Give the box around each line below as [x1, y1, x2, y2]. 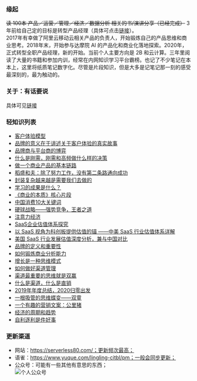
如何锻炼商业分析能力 [14, 250, 66, 257]
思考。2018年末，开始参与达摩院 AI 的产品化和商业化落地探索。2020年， [11, 42, 188, 49]
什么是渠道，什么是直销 [14, 279, 72, 286]
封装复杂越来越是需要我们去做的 [14, 176, 92, 183]
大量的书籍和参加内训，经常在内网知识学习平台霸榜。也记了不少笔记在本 [16, 56, 191, 63]
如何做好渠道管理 [14, 265, 56, 272]
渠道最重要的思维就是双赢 [14, 272, 77, 279]
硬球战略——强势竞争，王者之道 [14, 206, 92, 213]
